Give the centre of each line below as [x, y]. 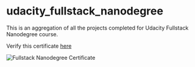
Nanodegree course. [32, 34]
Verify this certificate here [39, 46]
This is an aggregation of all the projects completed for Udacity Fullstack [97, 28]
